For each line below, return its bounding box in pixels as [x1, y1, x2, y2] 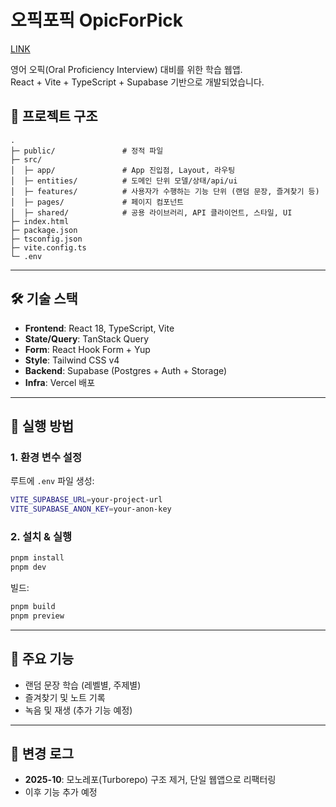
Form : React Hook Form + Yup [24, 343, 151, 355]
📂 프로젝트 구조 [10, 108, 98, 125]
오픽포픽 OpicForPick [10, 9, 184, 32]
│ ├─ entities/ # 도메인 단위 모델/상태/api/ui [10, 176, 238, 186]
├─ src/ [10, 154, 43, 165]
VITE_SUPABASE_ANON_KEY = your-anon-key [10, 504, 172, 515]
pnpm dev [10, 562, 47, 573]
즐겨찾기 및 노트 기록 [24, 691, 106, 703]
